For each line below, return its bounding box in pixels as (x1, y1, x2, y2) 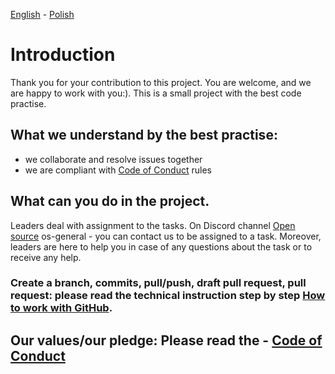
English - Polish (10, 9, 75, 20)
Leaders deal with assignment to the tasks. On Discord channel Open (10, 219, 296, 231)
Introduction (10, 44, 116, 66)
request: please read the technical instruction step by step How (10, 289, 326, 303)
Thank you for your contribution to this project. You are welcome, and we (10, 76, 312, 88)
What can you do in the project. (10, 193, 210, 210)
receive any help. (10, 251, 82, 263)
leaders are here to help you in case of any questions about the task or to (10, 240, 313, 253)
